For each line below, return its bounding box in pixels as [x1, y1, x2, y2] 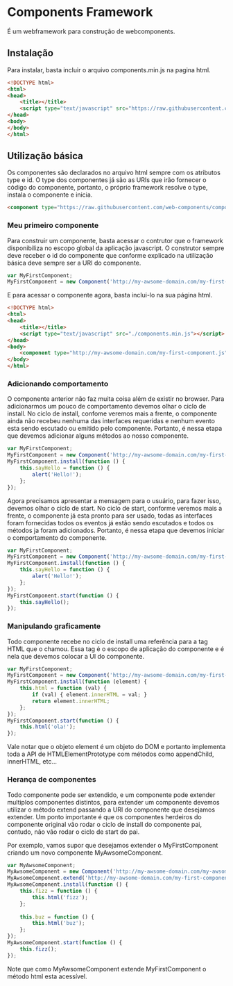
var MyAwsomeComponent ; [7, 862, 76, 869]
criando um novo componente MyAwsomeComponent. [7, 848, 163, 857]
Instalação [7, 47, 54, 59]
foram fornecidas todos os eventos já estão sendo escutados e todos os [7, 518, 214, 527]
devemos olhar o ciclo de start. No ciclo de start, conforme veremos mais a [7, 504, 223, 512]
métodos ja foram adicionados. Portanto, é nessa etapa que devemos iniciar [7, 526, 225, 534]
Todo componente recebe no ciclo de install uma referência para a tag [7, 637, 208, 646]
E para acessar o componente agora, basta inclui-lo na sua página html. [7, 291, 213, 299]
